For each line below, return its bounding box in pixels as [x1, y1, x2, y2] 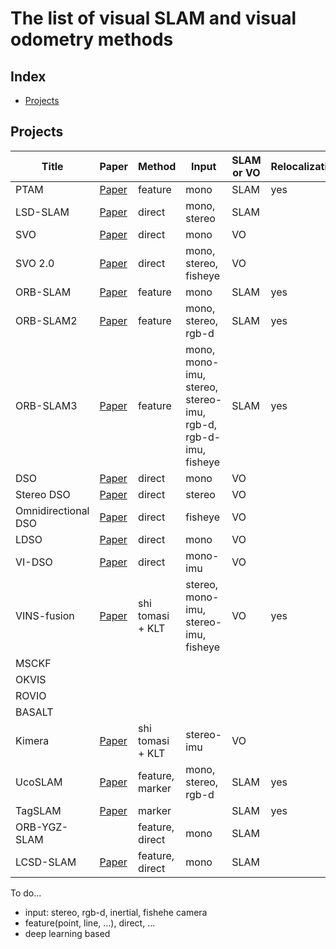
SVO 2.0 [15, 256, 55, 270]
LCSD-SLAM [15, 855, 77, 869]
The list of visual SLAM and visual [10, 7, 297, 30]
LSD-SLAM [15, 205, 70, 219]
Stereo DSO [15, 487, 71, 501]
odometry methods [10, 28, 174, 51]
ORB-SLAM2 [15, 313, 78, 327]
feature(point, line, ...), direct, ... [24, 917, 156, 929]
